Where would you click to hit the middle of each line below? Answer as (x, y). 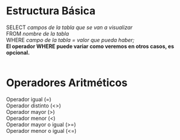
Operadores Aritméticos (67, 83)
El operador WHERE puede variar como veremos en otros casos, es (90, 46)
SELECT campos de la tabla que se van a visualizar (70, 27)
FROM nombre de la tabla (38, 33)
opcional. (18, 52)
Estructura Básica (51, 11)
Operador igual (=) (29, 99)
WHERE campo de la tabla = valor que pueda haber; (70, 40)
